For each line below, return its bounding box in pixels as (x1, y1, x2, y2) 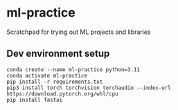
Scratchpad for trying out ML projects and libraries (6, 28, 151, 36)
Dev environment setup (6, 48, 110, 59)
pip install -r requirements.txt (6, 78, 103, 85)
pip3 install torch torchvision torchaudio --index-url (6, 84, 171, 91)
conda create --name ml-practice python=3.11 (6, 66, 140, 73)
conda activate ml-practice (6, 72, 88, 79)
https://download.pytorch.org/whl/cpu (6, 90, 118, 98)
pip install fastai (6, 96, 63, 103)
